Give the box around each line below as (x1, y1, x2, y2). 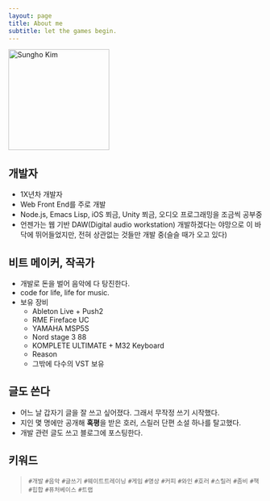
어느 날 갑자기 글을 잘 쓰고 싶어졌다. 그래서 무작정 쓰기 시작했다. (19, 407, 220, 417)
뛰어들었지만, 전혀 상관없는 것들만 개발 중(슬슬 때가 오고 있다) (35, 230, 228, 240)
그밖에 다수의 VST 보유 (31, 359, 105, 368)
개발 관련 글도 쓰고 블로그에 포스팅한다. (19, 428, 143, 437)
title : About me (8, 19, 63, 27)
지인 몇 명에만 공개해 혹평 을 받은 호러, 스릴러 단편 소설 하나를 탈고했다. (19, 417, 242, 428)
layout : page (8, 11, 52, 20)
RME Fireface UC (31, 315, 90, 324)
